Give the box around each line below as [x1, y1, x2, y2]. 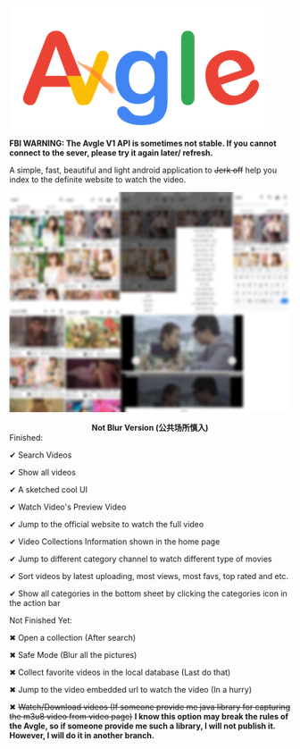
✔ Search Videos [9, 450, 72, 460]
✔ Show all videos [9, 467, 76, 478]
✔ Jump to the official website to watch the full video [9, 519, 204, 530]
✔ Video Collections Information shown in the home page [9, 536, 221, 547]
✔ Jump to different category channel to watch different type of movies [9, 553, 272, 565]
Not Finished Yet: [9, 615, 73, 626]
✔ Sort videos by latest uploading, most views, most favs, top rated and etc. [9, 571, 288, 582]
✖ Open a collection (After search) [9, 633, 137, 644]
